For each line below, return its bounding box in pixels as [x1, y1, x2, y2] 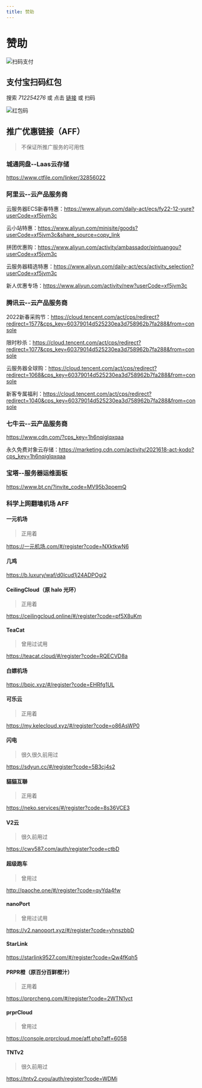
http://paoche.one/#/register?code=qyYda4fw [6, 887, 121, 894]
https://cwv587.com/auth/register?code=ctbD [6, 845, 120, 853]
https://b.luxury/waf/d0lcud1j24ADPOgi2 [6, 571, 107, 579]
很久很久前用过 [20, 751, 58, 758]
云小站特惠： [6, 224, 38, 231]
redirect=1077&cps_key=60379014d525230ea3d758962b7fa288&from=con [6, 346, 195, 353]
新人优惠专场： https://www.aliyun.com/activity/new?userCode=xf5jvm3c [6, 281, 188, 289]
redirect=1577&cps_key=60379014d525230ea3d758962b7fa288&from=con [6, 320, 195, 327]
